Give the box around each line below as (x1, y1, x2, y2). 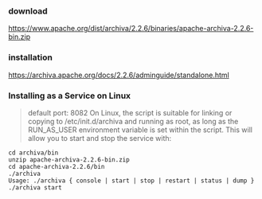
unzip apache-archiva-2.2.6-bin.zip (8, 155, 130, 164)
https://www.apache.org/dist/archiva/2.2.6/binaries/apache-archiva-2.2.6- (8, 24, 254, 33)
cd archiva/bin (8, 149, 59, 157)
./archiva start (8, 183, 62, 192)
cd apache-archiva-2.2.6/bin (8, 162, 105, 170)
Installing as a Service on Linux (8, 90, 131, 101)
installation (8, 52, 53, 63)
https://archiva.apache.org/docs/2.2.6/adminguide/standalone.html (8, 70, 229, 80)
